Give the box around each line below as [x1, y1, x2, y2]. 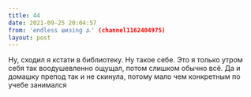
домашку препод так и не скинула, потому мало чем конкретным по [8, 72, 241, 81]
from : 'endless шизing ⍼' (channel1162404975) [8, 26, 166, 34]
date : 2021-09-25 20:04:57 [8, 19, 97, 27]
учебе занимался [8, 80, 67, 90]
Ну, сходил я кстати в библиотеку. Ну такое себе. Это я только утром [8, 55, 243, 65]
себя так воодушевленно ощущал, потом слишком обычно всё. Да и [8, 64, 241, 73]
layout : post [8, 33, 51, 42]
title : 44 [8, 11, 41, 20]
